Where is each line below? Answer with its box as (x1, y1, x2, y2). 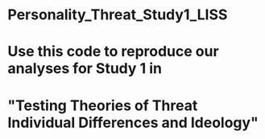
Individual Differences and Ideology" (7, 113, 259, 132)
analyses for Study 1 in (7, 59, 163, 78)
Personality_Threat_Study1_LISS (7, 6, 228, 24)
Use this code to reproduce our (7, 43, 219, 61)
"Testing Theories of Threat (7, 96, 198, 114)
